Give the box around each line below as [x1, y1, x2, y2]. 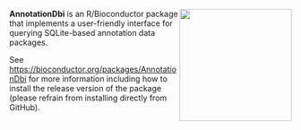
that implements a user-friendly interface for [9, 18, 173, 29]
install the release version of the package [9, 83, 162, 93]
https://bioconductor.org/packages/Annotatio [9, 64, 177, 74]
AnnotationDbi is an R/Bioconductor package [9, 9, 178, 19]
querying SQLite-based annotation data [9, 28, 156, 38]
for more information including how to [28, 74, 168, 84]
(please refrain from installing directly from [9, 92, 168, 103]
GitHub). [9, 102, 40, 112]
